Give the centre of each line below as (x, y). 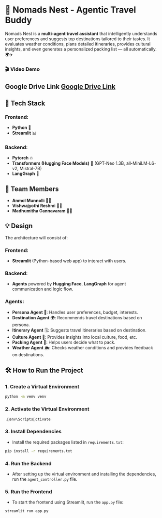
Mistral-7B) (31, 169)
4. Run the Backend (28, 463)
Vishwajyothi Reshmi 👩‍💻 (37, 206)
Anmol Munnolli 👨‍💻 (32, 201)
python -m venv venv (26, 397)
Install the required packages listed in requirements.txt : (68, 442)
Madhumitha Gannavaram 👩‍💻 (42, 211)
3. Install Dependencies (33, 432)
